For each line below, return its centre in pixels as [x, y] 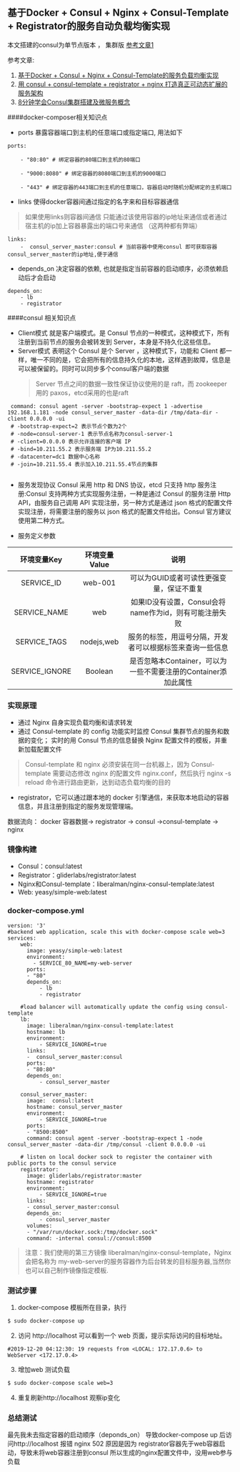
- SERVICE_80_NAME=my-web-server [83, 963]
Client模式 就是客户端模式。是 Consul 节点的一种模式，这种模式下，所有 [124, 333]
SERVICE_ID [41, 582]
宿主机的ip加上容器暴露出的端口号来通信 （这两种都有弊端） [113, 225]
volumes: [39, 1225]
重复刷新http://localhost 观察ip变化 [69, 1397]
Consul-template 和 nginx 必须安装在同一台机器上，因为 [107, 765]
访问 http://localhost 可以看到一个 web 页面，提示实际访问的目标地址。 [122, 1336]
